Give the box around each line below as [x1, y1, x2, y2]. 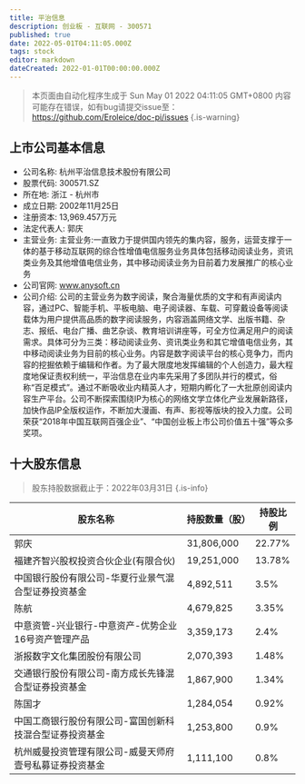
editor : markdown [9, 55, 75, 65]
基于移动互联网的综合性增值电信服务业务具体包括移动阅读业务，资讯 [38, 245, 293, 256]
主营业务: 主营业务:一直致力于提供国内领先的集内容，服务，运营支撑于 [22, 233, 284, 245]
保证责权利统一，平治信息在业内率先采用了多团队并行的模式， [38, 370, 270, 382]
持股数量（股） [186, 512, 251, 525]
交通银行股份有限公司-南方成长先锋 [14, 667, 166, 680]
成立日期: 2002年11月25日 [22, 200, 120, 211]
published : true [9, 30, 71, 39]
